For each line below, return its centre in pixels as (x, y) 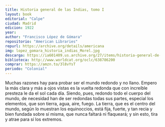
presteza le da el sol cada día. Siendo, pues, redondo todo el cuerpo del (78, 93)
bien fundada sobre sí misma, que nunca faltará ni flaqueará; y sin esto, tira (82, 114)
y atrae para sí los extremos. (34, 119)
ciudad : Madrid (21, 23)
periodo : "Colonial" (26, 69)
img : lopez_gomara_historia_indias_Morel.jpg (52, 51)
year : (11, 32)
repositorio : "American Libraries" (41, 42)
